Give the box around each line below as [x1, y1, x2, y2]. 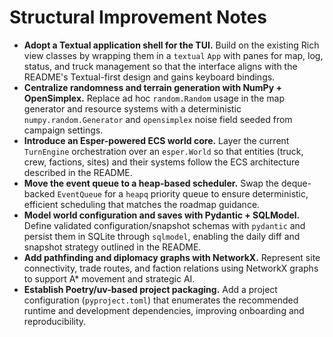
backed [23, 187, 56, 200]
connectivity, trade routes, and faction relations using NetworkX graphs [23, 262, 319, 274]
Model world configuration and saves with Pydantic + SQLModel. [23, 209, 301, 221]
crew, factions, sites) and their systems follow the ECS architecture [23, 156, 301, 168]
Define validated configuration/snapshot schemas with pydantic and [23, 219, 306, 231]
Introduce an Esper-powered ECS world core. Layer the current [23, 134, 290, 146]
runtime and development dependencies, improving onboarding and [23, 304, 305, 316]
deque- [280, 177, 312, 189]
